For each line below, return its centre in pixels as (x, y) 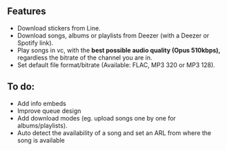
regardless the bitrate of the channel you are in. (85, 57)
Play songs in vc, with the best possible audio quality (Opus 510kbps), (119, 50)
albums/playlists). (42, 125)
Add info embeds (42, 103)
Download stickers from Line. (59, 28)
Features (27, 11)
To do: (21, 87)
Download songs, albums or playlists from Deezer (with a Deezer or (113, 35)
